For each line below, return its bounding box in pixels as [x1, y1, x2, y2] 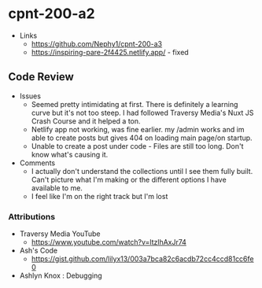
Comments [19, 158, 56, 168]
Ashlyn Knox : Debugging [19, 271, 102, 280]
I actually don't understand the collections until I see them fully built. [31, 166, 253, 175]
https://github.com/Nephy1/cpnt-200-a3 [31, 39, 163, 48]
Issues [19, 91, 42, 101]
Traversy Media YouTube [19, 229, 101, 238]
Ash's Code [19, 246, 58, 256]
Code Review [8, 70, 75, 83]
